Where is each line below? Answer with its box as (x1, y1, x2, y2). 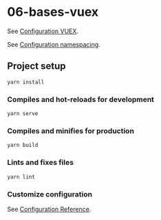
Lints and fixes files (7, 158, 74, 168)
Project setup (7, 60, 67, 72)
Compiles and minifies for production (7, 126, 134, 135)
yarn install (7, 79, 45, 86)
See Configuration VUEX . (7, 27, 79, 35)
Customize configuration (7, 189, 93, 199)
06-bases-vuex (7, 4, 99, 20)
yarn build (7, 142, 39, 149)
